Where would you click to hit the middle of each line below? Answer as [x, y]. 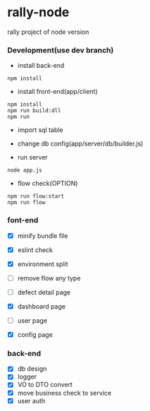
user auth [31, 400]
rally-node [38, 12]
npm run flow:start [36, 196]
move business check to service [64, 393]
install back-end [41, 66]
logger [27, 377]
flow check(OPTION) [48, 184]
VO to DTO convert [45, 385]
